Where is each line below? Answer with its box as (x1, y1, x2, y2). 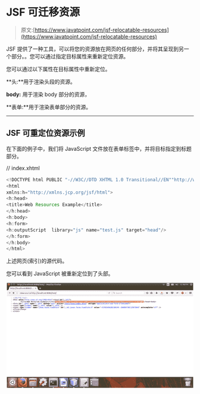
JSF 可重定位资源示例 (6, 128, 85, 138)
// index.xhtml (6, 165, 40, 172)
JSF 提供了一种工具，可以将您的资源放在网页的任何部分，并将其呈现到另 (6, 45, 185, 52)
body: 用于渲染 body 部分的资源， (6, 91, 90, 98)
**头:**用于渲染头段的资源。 (6, 78, 76, 85)
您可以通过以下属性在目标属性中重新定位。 (6, 65, 111, 72)
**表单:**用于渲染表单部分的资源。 (6, 103, 92, 110)
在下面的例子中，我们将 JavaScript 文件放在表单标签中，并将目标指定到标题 (6, 145, 192, 152)
